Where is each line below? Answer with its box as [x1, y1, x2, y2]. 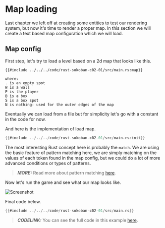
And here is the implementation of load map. [5, 125, 96, 132]
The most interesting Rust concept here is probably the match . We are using [5, 144, 160, 150]
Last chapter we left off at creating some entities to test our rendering [5, 20, 147, 26]
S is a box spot [5, 98, 39, 103]
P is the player [5, 89, 39, 94]
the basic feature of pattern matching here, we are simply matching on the [5, 150, 157, 156]
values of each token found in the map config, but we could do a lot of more [5, 155, 161, 161]
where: [5, 76, 19, 81]
